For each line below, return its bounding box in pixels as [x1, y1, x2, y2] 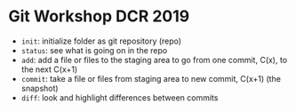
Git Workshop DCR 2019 [8, 6, 190, 27]
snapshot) [20, 83, 59, 93]
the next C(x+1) [20, 64, 78, 75]
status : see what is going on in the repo [20, 44, 168, 55]
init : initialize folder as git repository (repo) [20, 36, 182, 46]
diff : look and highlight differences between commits [20, 92, 219, 103]
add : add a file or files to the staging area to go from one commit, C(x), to [20, 54, 288, 65]
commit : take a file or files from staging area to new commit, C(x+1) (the [20, 73, 282, 84]
